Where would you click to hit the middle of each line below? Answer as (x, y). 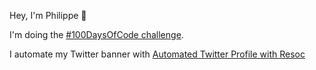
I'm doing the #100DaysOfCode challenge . (96, 34)
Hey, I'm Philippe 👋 (48, 15)
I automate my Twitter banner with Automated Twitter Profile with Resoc (157, 54)
